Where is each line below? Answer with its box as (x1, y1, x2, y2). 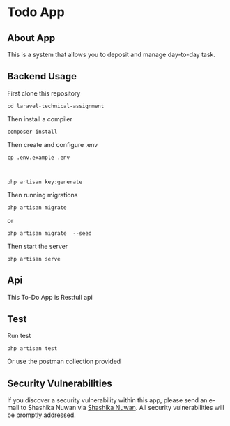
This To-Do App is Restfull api (7, 293, 93, 301)
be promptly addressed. (7, 411, 77, 419)
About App (7, 32, 56, 44)
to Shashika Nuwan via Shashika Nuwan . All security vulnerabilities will (20, 404, 224, 412)
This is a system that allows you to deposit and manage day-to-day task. (7, 50, 216, 59)
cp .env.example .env (7, 154, 70, 161)
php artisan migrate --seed (7, 229, 92, 237)
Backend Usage (7, 70, 77, 82)
